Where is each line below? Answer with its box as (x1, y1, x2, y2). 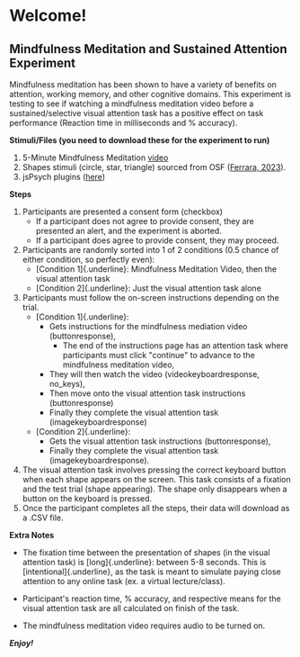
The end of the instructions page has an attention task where (62, 340, 289, 351)
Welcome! (9, 5, 87, 26)
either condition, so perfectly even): (22, 254, 155, 265)
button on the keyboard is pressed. (22, 493, 153, 504)
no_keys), (49, 379, 85, 389)
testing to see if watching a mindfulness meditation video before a (9, 98, 254, 109)
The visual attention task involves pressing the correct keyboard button (22, 464, 287, 475)
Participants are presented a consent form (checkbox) (22, 206, 223, 217)
